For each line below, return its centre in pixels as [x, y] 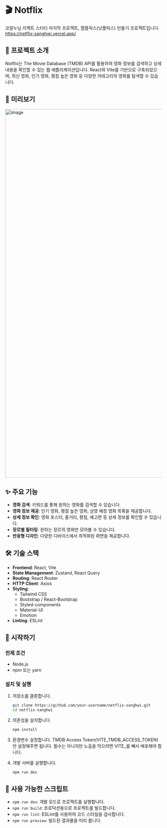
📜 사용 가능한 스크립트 [37, 789]
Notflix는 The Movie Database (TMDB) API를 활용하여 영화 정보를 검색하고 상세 [83, 63]
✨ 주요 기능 [22, 492]
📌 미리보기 [20, 99]
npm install [25, 729]
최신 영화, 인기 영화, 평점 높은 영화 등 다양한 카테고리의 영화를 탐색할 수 [80, 76]
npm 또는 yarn [27, 670]
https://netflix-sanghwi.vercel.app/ [41, 33]
